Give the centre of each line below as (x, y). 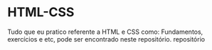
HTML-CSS (41, 12)
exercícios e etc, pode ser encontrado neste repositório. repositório (106, 39)
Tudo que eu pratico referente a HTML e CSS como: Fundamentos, (105, 32)
